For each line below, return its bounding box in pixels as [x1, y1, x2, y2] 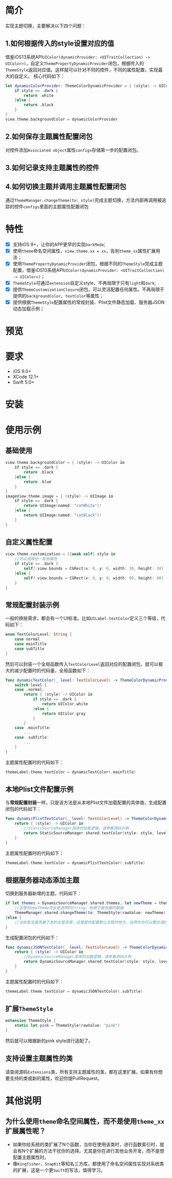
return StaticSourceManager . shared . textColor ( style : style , [24, 830, 155, 835]
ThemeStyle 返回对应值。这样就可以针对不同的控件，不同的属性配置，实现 [5, 66, 159, 72]
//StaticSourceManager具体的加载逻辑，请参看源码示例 [24, 826, 129, 831]
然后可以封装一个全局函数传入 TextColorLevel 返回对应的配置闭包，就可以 [5, 661, 159, 667]
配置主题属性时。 [12, 1154, 49, 1160]
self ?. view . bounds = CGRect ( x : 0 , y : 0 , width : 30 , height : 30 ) [24, 566, 164, 571]
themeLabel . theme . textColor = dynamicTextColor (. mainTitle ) [5, 769, 137, 775]
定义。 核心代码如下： [18, 73, 65, 79]
